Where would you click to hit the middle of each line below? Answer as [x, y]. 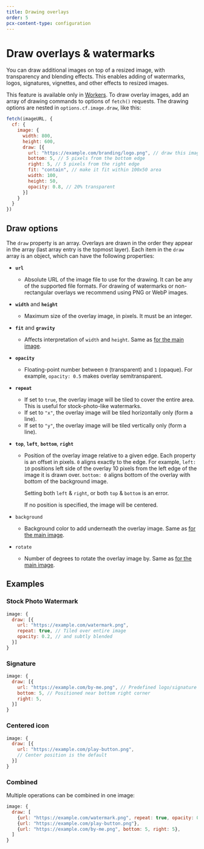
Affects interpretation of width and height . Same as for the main [104, 339]
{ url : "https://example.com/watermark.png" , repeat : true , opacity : [106, 818]
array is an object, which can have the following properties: [80, 256]
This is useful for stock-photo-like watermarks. [83, 406]
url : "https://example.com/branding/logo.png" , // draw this [107, 153]
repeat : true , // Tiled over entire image [72, 631]
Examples [25, 584]
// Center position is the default [62, 755]
